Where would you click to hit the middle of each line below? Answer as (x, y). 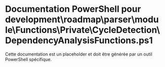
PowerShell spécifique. (28, 59)
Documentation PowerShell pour (73, 9)
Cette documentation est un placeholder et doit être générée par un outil (79, 54)
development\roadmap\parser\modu (82, 19)
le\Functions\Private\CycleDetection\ (82, 30)
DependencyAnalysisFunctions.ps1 (79, 41)
